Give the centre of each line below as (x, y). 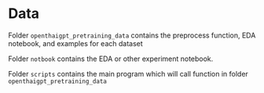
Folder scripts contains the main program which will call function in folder (128, 73)
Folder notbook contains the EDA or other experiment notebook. (111, 59)
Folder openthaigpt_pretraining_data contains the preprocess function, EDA (132, 35)
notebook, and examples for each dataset (75, 43)
